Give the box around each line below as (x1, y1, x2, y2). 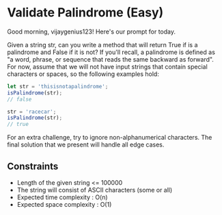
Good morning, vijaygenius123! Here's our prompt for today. (7, 27, 176, 36)
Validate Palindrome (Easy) (7, 5, 164, 21)
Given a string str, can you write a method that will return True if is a (7, 40, 198, 49)
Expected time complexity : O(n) (16, 193, 108, 201)
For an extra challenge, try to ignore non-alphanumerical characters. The (7, 134, 212, 142)
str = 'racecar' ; (7, 108, 57, 115)
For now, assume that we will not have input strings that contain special (7, 62, 208, 71)
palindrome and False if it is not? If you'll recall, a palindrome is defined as (7, 48, 215, 56)
